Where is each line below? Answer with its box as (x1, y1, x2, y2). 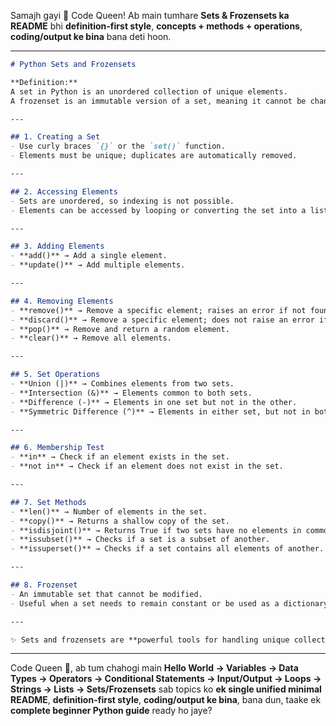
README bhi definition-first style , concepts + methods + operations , (10, 20, 303, 32)
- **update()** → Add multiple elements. (10, 260, 186, 270)
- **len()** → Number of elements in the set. (10, 506, 208, 517)
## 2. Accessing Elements (10, 186, 118, 197)
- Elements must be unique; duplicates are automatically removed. (10, 151, 298, 161)
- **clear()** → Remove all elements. (10, 333, 172, 344)
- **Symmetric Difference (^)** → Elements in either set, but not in (10, 406, 311, 417)
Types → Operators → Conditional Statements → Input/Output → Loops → (10, 673, 322, 685)
